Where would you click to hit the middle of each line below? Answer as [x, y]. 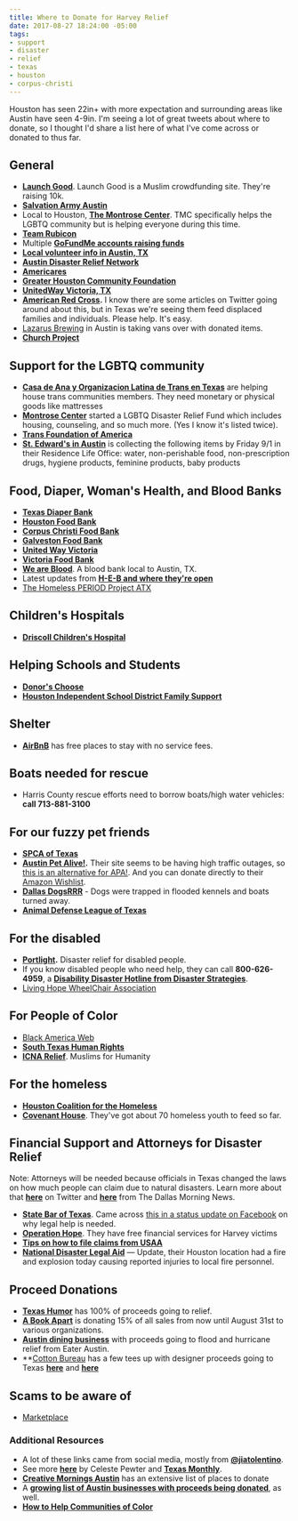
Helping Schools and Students [95, 665]
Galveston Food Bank [62, 541]
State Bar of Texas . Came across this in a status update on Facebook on [155, 1214]
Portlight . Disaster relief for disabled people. [104, 959]
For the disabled [55, 938]
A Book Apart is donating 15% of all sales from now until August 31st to [153, 1321]
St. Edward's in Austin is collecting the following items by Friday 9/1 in [152, 444]
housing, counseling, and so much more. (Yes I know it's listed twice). [150, 425]
